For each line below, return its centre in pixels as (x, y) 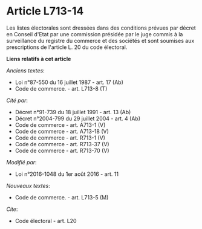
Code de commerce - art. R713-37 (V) (62, 144)
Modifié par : (22, 162)
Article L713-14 (45, 11)
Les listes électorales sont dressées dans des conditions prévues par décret (101, 28)
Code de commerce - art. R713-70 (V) (62, 150)
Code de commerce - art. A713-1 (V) (60, 124)
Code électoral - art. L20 (46, 221)
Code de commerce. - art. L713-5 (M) (62, 197)
